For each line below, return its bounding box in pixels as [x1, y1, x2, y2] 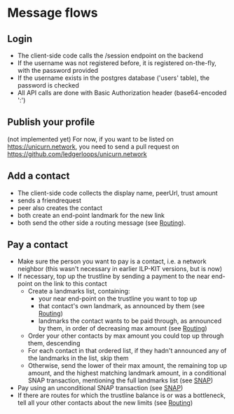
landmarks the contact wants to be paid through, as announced [38, 317, 222, 325]
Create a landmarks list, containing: [27, 287, 130, 296]
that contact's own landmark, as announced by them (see [38, 302, 205, 310]
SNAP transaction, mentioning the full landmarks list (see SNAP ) [27, 376, 214, 385]
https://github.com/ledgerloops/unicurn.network [7, 149, 147, 158]
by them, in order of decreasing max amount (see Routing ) [38, 324, 208, 333]
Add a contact [7, 170, 70, 182]
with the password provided [17, 67, 99, 74]
